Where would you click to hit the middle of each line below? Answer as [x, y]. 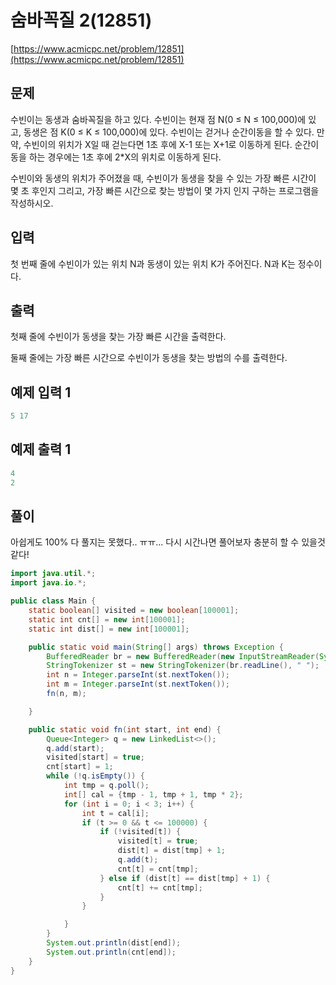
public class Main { [53, 601]
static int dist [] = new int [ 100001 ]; [109, 629]
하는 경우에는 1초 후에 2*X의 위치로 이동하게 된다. [125, 157]
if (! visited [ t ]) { [140, 832]
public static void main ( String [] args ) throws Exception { [156, 647]
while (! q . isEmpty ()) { [95, 776]
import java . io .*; [48, 583]
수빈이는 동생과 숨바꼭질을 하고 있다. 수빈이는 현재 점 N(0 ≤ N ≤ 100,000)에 [158, 119]
